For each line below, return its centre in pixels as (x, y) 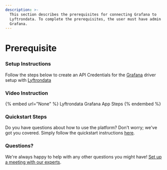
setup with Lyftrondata (28, 80)
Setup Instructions (28, 64)
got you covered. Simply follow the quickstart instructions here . (70, 133)
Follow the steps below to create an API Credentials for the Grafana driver (81, 75)
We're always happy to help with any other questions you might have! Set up (83, 157)
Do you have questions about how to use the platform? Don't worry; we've (81, 128)
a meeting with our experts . (33, 162)
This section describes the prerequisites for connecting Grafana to (83, 14)
